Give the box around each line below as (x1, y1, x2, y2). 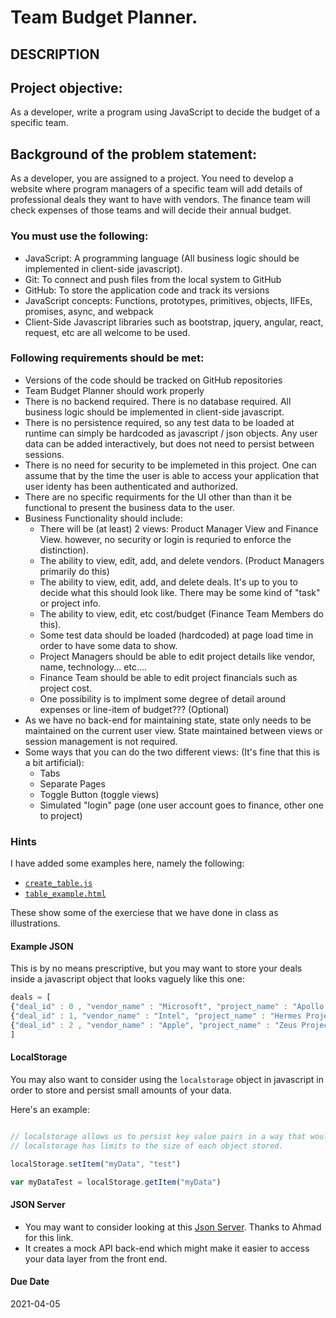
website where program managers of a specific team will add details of (10, 183, 303, 195)
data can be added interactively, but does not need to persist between (24, 437, 315, 450)
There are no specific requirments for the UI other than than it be (24, 491, 293, 503)
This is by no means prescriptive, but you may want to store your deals (10, 962, 303, 975)
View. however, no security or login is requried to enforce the (39, 533, 292, 545)
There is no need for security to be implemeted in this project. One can (24, 459, 317, 471)
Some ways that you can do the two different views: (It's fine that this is (24, 746, 320, 758)
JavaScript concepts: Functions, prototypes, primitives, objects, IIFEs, (24, 294, 313, 306)
